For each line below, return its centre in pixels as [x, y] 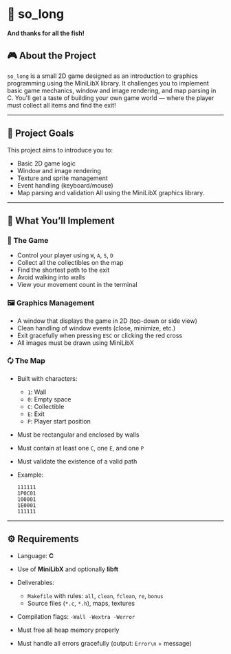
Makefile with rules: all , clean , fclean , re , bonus [95, 595]
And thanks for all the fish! [46, 33]
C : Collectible [46, 406]
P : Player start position [59, 421]
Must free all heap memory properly [68, 630]
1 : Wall [37, 392]
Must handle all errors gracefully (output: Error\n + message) [104, 643]
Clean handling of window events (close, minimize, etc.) [96, 328]
